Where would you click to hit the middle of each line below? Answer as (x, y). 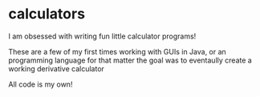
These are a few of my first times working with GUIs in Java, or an (117, 51)
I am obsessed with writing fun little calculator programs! (102, 36)
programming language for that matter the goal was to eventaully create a (130, 60)
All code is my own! (41, 84)
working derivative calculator (56, 68)
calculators (47, 14)
